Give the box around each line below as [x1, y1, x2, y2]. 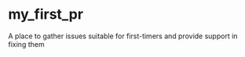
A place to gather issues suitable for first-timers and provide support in [8, 31, 238, 41]
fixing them [8, 39, 45, 48]
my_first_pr [8, 5, 84, 23]
